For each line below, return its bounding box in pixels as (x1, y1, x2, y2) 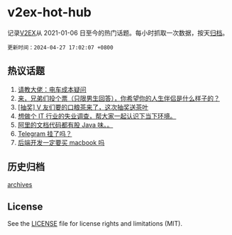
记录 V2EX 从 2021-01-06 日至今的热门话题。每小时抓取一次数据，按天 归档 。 (7, 28, 229, 37)
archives (7, 180, 33, 188)
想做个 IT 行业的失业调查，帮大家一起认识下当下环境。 (17, 111, 177, 120)
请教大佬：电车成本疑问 (17, 85, 87, 93)
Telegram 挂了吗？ (17, 129, 72, 138)
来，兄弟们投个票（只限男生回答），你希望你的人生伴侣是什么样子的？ (17, 93, 220, 103)
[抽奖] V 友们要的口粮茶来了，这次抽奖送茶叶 (17, 103, 149, 111)
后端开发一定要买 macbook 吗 (17, 138, 105, 147)
